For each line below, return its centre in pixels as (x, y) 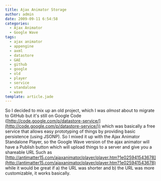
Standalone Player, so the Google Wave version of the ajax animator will (77, 142)
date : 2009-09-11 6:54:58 (31, 19)
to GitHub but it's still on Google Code (43, 116)
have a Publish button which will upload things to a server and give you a (79, 147)
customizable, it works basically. (38, 173)
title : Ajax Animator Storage (36, 10)
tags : (11, 37)
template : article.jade (29, 96)
